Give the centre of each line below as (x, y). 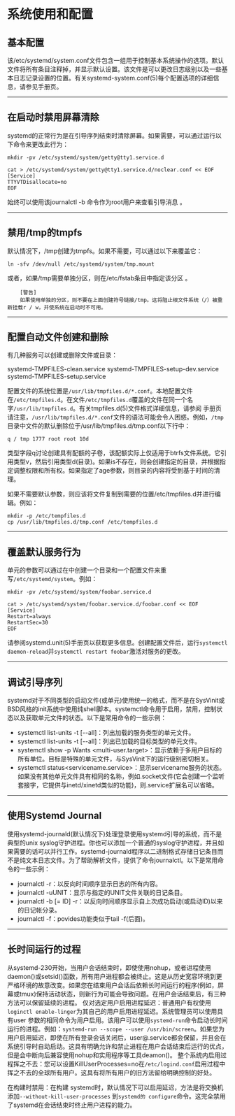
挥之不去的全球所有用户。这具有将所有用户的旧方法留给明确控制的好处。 (111, 1072)
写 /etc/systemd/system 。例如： (52, 579)
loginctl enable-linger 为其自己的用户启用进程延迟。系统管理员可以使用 (112, 1011)
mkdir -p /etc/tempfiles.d (47, 516)
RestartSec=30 (28, 623)
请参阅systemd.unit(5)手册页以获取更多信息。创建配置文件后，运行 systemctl (117, 643)
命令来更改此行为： (41, 144)
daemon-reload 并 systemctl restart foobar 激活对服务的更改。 (96, 652)
